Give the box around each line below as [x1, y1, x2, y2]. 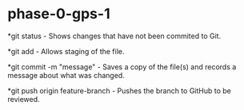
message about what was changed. [7, 70, 125, 80]
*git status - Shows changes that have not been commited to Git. [7, 31, 222, 41]
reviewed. [7, 94, 41, 104]
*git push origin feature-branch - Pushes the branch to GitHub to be [7, 85, 231, 96]
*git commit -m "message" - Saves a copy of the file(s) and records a [7, 61, 237, 72]
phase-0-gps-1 [7, 5, 110, 23]
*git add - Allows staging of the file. [7, 46, 125, 56]
